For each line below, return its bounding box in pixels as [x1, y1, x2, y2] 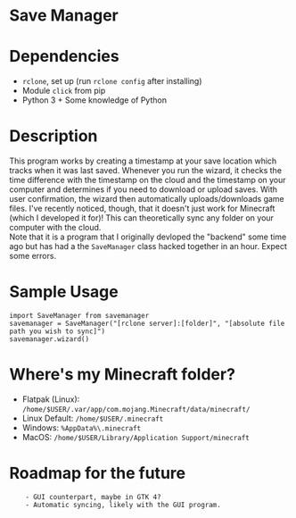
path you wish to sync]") [9, 327, 105, 336]
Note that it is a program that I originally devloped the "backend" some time [9, 231, 287, 242]
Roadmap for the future [9, 464, 185, 483]
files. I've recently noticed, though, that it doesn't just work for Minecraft [9, 203, 275, 214]
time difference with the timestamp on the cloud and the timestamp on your [9, 175, 287, 186]
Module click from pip [21, 86, 106, 96]
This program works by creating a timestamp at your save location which [9, 155, 277, 166]
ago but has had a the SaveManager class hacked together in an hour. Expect [9, 241, 288, 252]
